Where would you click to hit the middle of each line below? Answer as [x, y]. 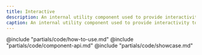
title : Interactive [31, 12]
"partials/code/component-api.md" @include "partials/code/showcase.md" [100, 46]
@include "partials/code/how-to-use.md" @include [70, 40]
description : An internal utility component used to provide [84, 17]
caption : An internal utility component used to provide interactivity [98, 22]
